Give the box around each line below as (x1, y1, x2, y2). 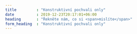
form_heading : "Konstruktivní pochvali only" (5, 21, 106, 26)
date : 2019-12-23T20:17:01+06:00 (5, 12, 97, 17)
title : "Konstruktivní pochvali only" (5, 7, 106, 12)
